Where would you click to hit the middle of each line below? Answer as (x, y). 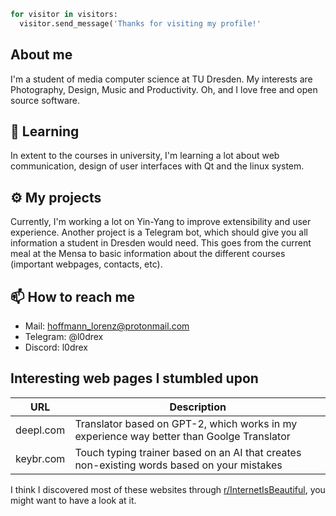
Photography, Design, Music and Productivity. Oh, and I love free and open (164, 89)
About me (41, 55)
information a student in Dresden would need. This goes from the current (161, 243)
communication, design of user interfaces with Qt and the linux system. (157, 166)
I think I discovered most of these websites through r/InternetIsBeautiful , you (168, 489)
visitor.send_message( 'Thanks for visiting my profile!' (140, 23)
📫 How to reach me (73, 296)
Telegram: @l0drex (64, 336)
